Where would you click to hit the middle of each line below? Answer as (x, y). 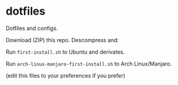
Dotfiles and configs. (32, 28)
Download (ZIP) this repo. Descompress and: (62, 40)
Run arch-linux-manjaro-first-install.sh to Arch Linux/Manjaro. (89, 64)
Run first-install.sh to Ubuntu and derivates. (65, 52)
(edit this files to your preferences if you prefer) (66, 75)
